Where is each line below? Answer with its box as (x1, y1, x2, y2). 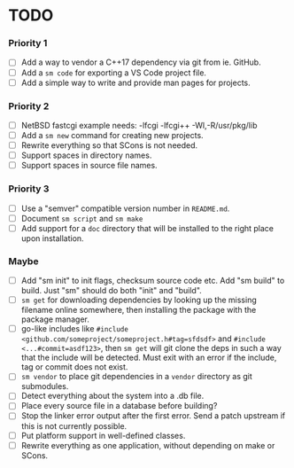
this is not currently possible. (20, 420, 128, 431)
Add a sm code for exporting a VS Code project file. (20, 67, 207, 78)
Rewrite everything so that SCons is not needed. (20, 140, 198, 151)
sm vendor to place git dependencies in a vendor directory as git (20, 371, 253, 382)
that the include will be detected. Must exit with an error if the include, (20, 352, 277, 363)
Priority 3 (8, 183, 50, 195)
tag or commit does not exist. (20, 362, 128, 372)
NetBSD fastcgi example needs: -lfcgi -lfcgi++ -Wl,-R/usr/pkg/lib (20, 120, 258, 130)
